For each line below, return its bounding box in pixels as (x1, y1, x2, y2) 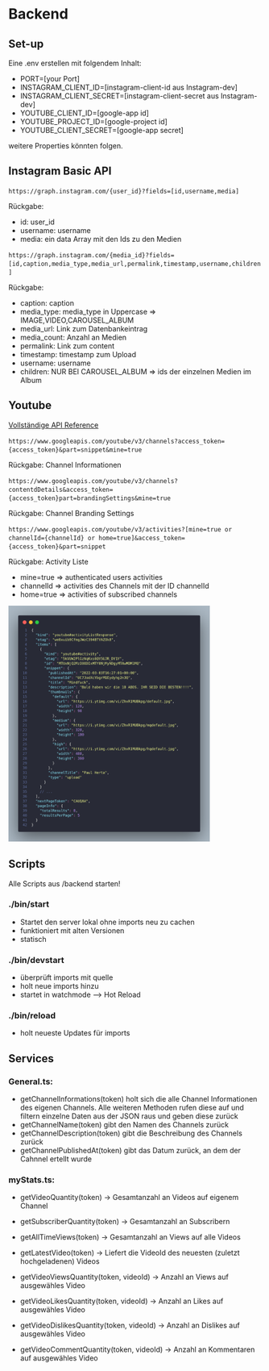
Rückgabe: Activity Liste (8, 556, 89, 566)
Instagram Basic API (8, 165, 112, 178)
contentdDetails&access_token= (8, 485, 114, 494)
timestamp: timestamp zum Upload (19, 349, 137, 359)
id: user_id (19, 217, 55, 227)
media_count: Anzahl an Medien (19, 332, 127, 342)
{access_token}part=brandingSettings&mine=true (8, 494, 172, 502)
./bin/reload (8, 1010, 56, 1021)
